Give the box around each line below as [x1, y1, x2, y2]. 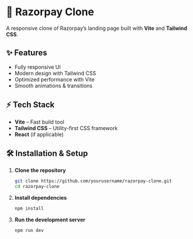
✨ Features [6, 48, 47, 58]
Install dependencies [14, 194, 67, 202]
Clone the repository [14, 167, 66, 174]
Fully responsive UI [14, 63, 61, 70]
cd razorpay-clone [14, 184, 60, 190]
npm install [14, 206, 44, 211]
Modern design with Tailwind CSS [14, 70, 96, 77]
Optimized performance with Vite [14, 76, 95, 83]
